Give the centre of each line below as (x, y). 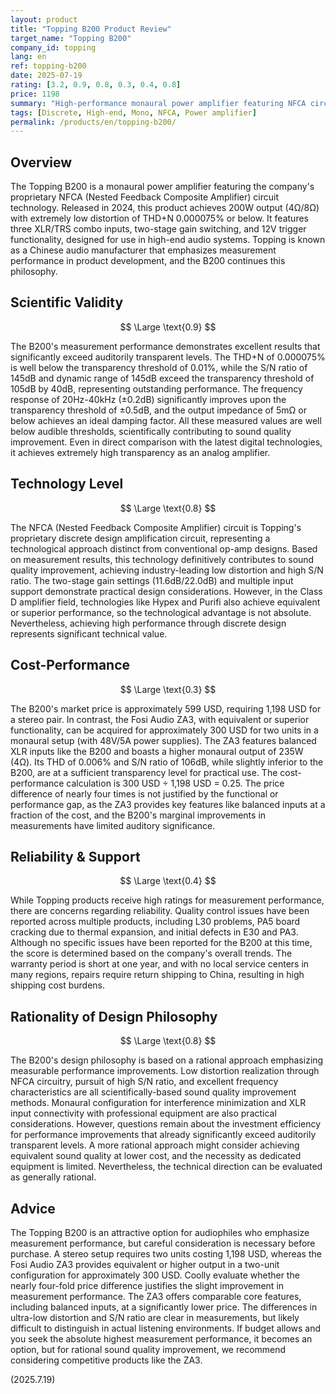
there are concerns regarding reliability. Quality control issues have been (160, 911)
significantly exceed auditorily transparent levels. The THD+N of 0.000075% (168, 357)
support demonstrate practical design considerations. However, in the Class (166, 591)
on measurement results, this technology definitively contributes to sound (162, 559)
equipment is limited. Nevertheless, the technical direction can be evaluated (166, 1167)
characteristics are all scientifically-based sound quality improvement (153, 1092)
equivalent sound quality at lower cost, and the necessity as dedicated (156, 1156)
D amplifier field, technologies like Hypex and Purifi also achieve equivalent (165, 602)
